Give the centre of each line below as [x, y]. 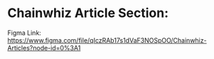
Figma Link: [24, 33]
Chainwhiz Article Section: [88, 13]
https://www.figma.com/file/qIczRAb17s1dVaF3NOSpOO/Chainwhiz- [107, 40]
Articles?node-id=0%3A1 [44, 48]
